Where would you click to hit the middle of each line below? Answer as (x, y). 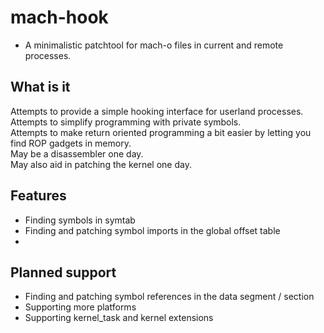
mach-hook (59, 17)
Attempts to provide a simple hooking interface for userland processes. (157, 111)
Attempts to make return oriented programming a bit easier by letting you (161, 132)
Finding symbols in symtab (80, 220)
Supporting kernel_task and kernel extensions (119, 318)
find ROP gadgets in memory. (71, 143)
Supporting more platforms (80, 307)
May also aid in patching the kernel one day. (101, 164)
